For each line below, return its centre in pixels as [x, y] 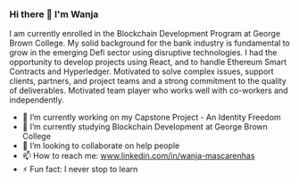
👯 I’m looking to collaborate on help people [101, 146]
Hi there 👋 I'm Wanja [54, 14]
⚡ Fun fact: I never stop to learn [80, 170]
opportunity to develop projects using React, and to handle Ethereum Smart [148, 62]
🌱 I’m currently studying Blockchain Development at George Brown [145, 127]
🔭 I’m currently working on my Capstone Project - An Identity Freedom [151, 117]
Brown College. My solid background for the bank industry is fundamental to [149, 43]
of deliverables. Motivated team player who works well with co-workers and [149, 91]
